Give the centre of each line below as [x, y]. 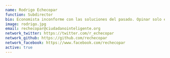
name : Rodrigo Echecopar [31, 10]
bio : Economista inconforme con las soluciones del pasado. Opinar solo [83, 19]
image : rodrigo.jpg [26, 24]
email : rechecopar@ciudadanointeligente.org [53, 29]
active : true [19, 47]
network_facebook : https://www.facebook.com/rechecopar [65, 43]
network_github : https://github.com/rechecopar [56, 38]
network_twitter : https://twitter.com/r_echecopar [60, 33]
